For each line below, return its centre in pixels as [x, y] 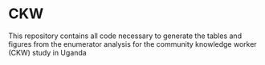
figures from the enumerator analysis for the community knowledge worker [132, 44]
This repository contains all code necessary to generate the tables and [125, 36]
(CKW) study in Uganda [47, 52]
